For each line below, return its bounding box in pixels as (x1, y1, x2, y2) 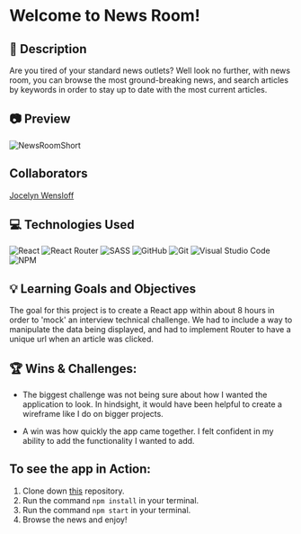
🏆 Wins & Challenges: (9, 361, 137, 376)
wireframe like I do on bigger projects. (22, 409, 164, 420)
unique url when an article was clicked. (9, 334, 155, 345)
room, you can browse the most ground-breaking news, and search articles (9, 75, 289, 86)
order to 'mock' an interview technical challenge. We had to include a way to (9, 314, 293, 325)
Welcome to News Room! (9, 5, 200, 26)
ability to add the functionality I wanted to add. (22, 436, 195, 447)
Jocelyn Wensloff (9, 190, 75, 201)
